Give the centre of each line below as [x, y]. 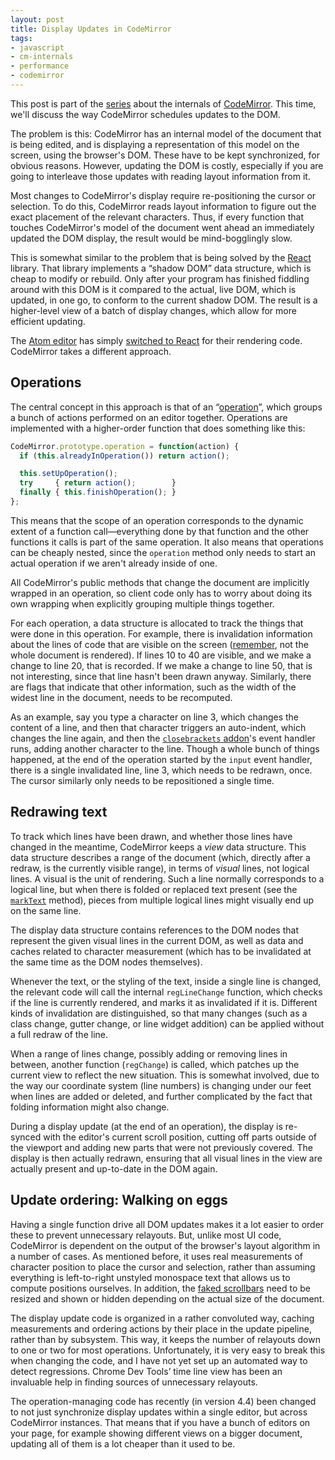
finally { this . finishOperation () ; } [98, 492]
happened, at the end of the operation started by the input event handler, [161, 759]
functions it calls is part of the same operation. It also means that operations [167, 542]
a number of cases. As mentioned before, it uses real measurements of [156, 1256]
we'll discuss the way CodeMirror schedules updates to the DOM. [145, 114]
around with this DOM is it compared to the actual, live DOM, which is [153, 289]
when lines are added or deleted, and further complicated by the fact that [161, 1096]
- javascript [37, 47]
